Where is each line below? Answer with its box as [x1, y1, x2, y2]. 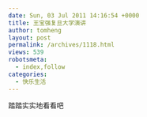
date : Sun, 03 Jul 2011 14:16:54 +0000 [8, 11, 140, 20]
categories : [8, 70, 47, 78]
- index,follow [15, 63, 66, 71]
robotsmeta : [8, 56, 47, 64]
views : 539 [8, 48, 44, 56]
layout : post [8, 33, 51, 42]
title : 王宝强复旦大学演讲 [8, 19, 87, 27]
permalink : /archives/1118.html [8, 41, 115, 49]
